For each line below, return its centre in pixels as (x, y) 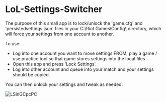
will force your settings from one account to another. (60, 34)
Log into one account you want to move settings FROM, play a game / (85, 53)
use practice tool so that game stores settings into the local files (79, 58)
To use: (13, 43)
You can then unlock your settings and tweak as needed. (64, 84)
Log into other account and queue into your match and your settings (83, 69)
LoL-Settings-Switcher (54, 9)
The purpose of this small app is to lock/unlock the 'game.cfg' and (74, 23)
